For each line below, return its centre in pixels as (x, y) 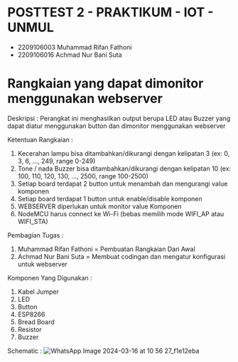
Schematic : (25, 351)
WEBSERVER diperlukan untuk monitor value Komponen (99, 206)
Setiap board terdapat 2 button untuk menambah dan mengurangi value (123, 183)
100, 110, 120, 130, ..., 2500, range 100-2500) (83, 176)
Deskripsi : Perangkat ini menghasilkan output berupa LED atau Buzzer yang (119, 118)
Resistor (30, 329)
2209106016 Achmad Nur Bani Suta (70, 55)
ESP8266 (31, 314)
